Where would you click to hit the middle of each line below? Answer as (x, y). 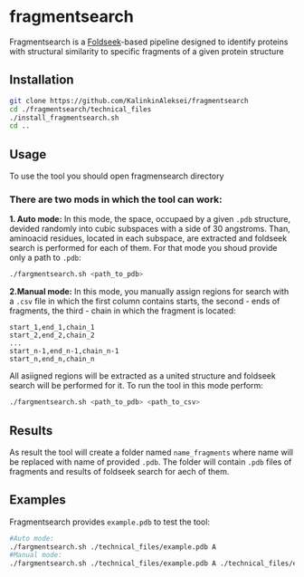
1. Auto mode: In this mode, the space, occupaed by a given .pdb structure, (150, 219)
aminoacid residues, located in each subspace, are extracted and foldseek (148, 238)
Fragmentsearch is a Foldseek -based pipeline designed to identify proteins (149, 42)
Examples (38, 500)
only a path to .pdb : (45, 258)
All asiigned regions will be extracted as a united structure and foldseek (142, 376)
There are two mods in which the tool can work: (116, 199)
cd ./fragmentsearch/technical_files (81, 109)
